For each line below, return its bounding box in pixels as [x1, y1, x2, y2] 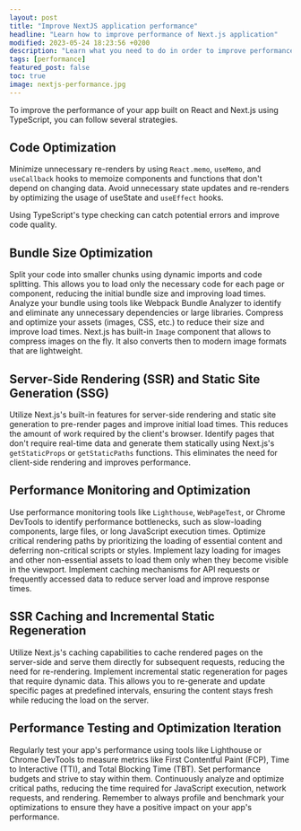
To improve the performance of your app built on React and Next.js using [9, 104, 279, 115]
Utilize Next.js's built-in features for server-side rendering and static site [9, 409, 276, 420]
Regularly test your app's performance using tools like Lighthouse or [9, 744, 262, 755]
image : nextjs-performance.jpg [9, 80, 126, 89]
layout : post [9, 13, 58, 22]
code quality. [9, 219, 57, 230]
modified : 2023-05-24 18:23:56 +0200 [9, 38, 150, 48]
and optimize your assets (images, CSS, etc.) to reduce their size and [9, 317, 265, 328]
